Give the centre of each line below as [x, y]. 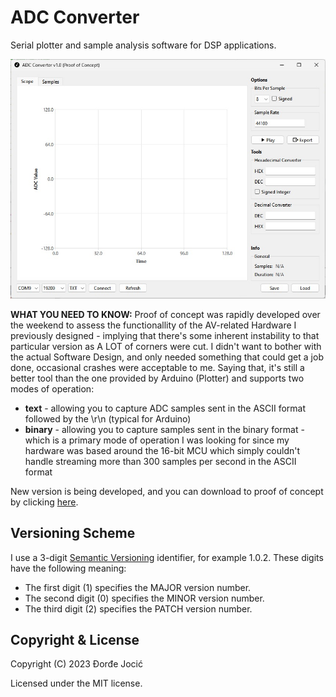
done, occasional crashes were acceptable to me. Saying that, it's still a [157, 367]
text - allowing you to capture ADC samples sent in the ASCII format [165, 408]
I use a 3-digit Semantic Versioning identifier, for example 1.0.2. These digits [167, 557]
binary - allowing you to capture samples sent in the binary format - [164, 429]
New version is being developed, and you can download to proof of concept [167, 491]
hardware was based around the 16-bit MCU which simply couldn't [162, 450]
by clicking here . [44, 502]
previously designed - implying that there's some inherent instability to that [165, 335]
